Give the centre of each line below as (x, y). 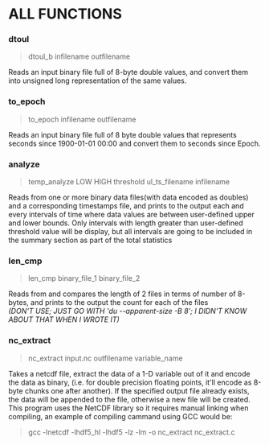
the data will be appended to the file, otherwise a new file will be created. (129, 399)
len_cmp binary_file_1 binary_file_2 (84, 278)
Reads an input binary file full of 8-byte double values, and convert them (128, 72)
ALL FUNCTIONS (65, 14)
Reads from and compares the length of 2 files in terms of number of (122, 294)
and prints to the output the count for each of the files (120, 303)
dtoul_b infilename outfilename (79, 56)
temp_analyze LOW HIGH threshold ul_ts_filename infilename (129, 182)
